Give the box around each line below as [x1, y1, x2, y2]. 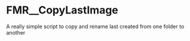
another [6, 29, 26, 36]
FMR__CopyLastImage [6, 4, 119, 17]
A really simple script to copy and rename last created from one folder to [6, 23, 185, 30]
